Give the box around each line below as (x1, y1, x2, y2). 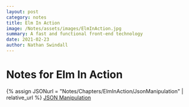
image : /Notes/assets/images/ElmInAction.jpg (6, 25, 121, 32)
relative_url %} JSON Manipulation (6, 94, 92, 101)
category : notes (6, 14, 47, 20)
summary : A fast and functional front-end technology (6, 31, 144, 37)
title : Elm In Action (6, 20, 60, 26)
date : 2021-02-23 (6, 36, 50, 42)
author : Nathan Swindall (6, 42, 68, 48)
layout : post (6, 8, 39, 15)
